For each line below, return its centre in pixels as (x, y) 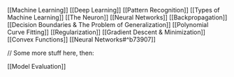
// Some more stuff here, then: (51, 53)
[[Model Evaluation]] (37, 66)
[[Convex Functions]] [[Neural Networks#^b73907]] (81, 40)
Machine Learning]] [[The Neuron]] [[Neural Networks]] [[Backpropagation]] (117, 17)
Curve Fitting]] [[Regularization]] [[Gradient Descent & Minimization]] (107, 32)
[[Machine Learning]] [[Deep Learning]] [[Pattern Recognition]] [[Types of (114, 10)
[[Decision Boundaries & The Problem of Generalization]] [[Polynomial (108, 25)
